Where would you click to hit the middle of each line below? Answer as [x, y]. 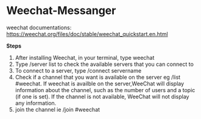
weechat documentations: [39, 27]
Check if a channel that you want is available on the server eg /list [98, 77]
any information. [36, 103]
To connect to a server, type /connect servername [78, 70]
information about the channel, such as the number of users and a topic [105, 90]
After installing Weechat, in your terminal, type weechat [85, 57]
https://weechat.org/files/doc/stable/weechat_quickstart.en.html [87, 34]
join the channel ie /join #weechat [58, 109]
